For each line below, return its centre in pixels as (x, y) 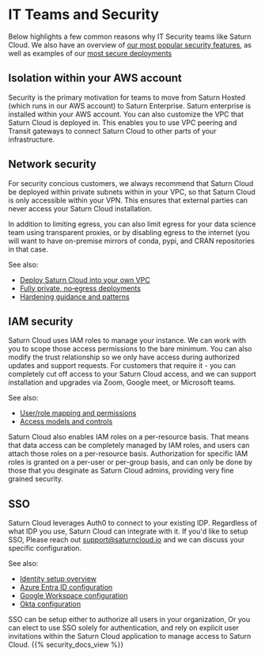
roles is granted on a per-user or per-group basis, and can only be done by (131, 462)
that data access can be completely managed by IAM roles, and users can (129, 446)
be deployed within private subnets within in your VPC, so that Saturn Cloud (132, 192)
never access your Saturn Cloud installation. (80, 208)
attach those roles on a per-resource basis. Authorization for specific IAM (128, 454)
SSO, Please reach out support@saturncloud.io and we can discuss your (127, 540)
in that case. (28, 249)
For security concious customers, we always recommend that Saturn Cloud (131, 183)
